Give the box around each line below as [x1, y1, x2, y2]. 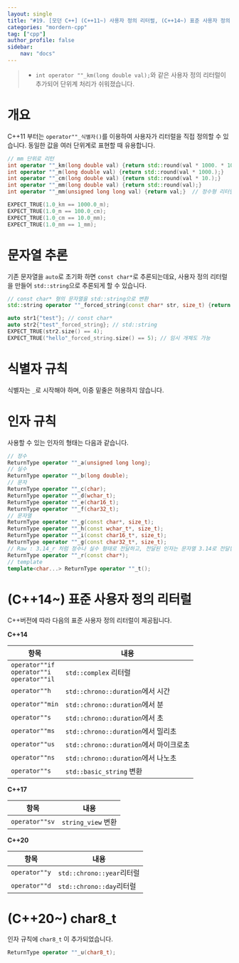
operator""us [11, 740, 55, 749]
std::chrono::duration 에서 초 [65, 713, 164, 723]
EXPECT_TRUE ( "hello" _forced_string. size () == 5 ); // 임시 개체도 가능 [7, 334, 211, 342]
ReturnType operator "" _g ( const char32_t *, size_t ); [7, 538, 167, 546]
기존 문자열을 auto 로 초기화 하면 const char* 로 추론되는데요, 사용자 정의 [7, 272, 209, 281]
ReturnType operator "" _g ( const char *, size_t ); [7, 519, 154, 526]
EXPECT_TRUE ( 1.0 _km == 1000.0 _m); [7, 201, 110, 209]
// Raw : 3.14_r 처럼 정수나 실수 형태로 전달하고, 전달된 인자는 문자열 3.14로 [7, 545, 217, 552]
